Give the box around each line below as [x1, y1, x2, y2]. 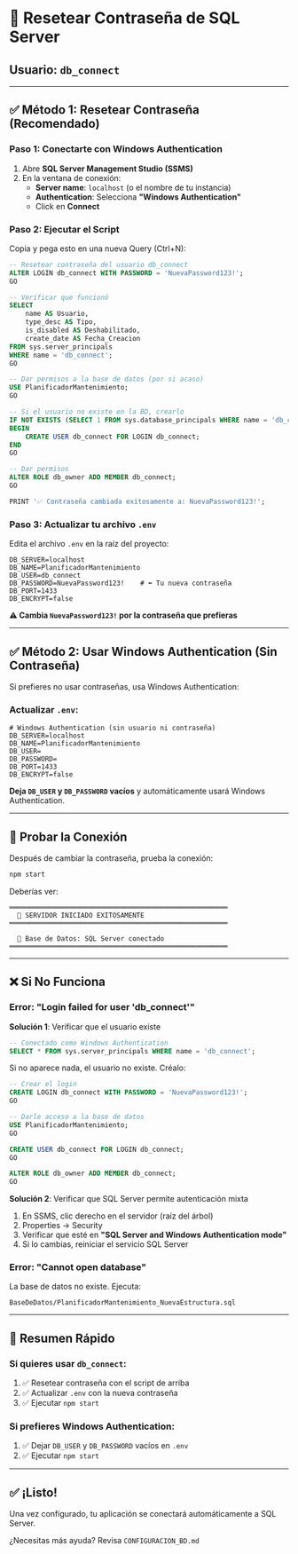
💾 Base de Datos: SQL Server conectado [17, 934, 165, 943]
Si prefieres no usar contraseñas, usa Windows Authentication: [9, 681, 239, 691]
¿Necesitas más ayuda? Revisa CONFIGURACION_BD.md [9, 1535, 200, 1546]
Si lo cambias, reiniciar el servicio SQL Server [21, 1239, 189, 1250]
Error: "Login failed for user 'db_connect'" [9, 1001, 195, 1014]
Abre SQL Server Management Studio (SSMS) [21, 163, 193, 174]
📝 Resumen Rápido [9, 1330, 115, 1345]
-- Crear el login [9, 1080, 77, 1089]
